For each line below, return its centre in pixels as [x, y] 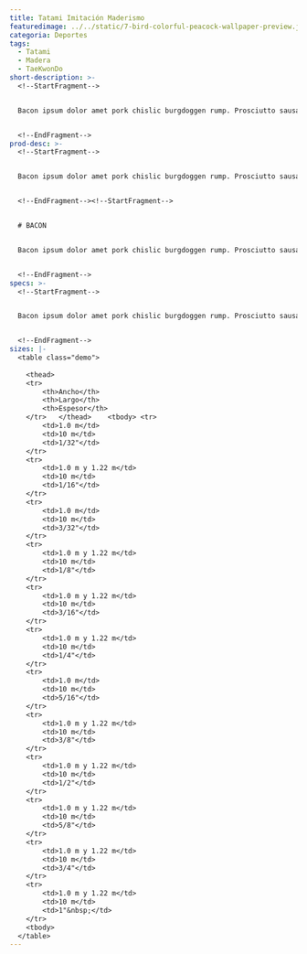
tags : [20, 43]
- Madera [34, 60]
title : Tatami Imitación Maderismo [77, 18]
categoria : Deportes [49, 35]
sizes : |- [28, 349]
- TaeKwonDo [41, 70]
